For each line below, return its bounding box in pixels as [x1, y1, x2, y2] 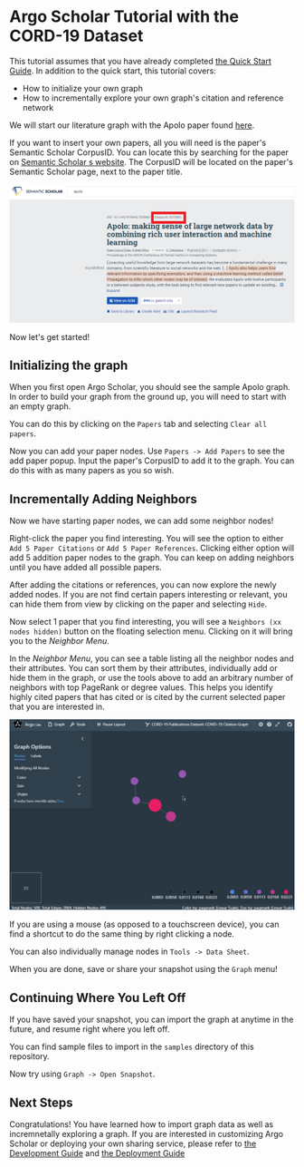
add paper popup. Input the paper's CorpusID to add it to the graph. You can [9, 455, 295, 466]
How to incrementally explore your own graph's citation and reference [22, 92, 284, 103]
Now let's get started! [9, 331, 90, 342]
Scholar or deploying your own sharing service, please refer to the [9, 1138, 257, 1149]
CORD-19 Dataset [9, 25, 144, 46]
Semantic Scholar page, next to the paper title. [9, 166, 183, 177]
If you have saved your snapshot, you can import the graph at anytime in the [9, 1014, 294, 1026]
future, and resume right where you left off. [9, 1024, 170, 1035]
